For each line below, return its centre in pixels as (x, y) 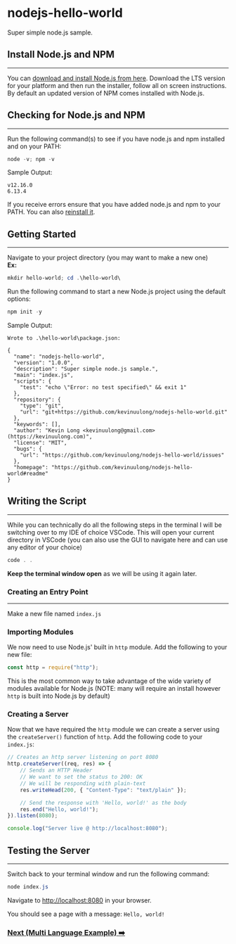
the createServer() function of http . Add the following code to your (105, 737)
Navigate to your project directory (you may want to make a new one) (108, 257)
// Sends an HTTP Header (56, 771)
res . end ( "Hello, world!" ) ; (59, 809)
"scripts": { (33, 381)
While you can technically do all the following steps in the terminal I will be (115, 525)
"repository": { (37, 400)
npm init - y (25, 312)
